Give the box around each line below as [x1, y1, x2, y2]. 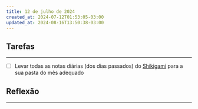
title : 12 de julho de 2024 [6, 8, 75, 15]
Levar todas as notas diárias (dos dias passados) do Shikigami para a [14, 62, 183, 70]
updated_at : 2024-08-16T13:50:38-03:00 [6, 19, 104, 25]
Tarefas [6, 41, 35, 51]
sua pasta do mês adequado [14, 69, 84, 77]
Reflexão [6, 86, 39, 96]
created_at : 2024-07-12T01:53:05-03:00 [6, 14, 104, 20]
